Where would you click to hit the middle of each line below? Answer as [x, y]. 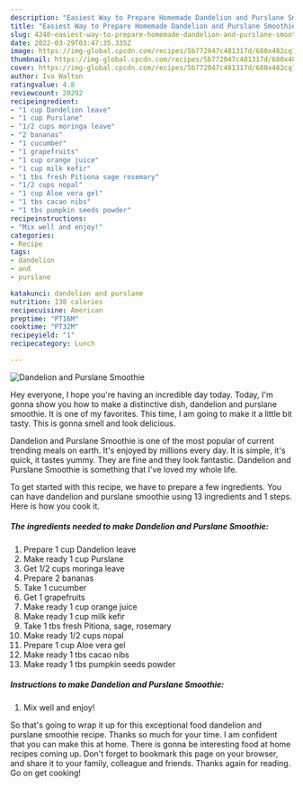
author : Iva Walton [47, 77]
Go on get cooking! [46, 773]
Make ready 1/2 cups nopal [73, 635]
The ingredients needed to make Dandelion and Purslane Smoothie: [139, 527]
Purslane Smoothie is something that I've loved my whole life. [124, 469]
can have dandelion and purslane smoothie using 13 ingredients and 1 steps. [151, 496]
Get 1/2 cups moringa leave [74, 568]
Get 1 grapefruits [54, 597]
